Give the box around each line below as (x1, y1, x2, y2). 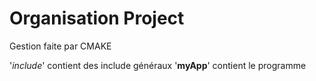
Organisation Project (9, 7, 185, 30)
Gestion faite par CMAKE (9, 40, 112, 52)
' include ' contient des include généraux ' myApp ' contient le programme (9, 59, 307, 71)
